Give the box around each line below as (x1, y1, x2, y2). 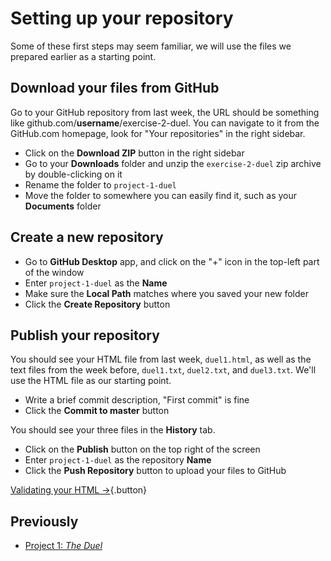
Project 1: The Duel (24, 540, 103, 552)
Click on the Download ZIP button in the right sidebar (24, 147, 245, 159)
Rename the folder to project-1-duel (24, 178, 177, 191)
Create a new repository (10, 229, 164, 246)
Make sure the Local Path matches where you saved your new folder (24, 287, 309, 299)
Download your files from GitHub (10, 80, 220, 97)
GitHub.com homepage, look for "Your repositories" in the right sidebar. (10, 127, 306, 139)
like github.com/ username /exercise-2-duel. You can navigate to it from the (10, 117, 320, 129)
